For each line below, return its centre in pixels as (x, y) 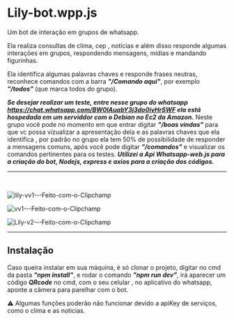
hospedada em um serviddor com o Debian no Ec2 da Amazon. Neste (110, 117)
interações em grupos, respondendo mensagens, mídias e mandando (107, 53)
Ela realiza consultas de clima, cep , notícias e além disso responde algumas (117, 45)
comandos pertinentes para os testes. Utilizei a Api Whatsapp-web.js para (116, 154)
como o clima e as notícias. (46, 310)
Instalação (31, 251)
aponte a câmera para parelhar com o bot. (68, 289)
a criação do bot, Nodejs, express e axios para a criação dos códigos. (111, 161)
